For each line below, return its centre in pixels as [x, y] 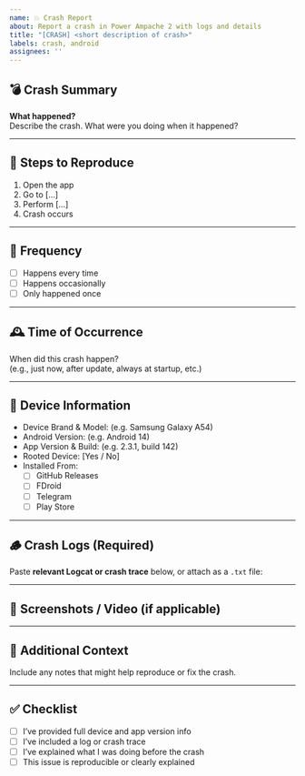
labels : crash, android [54, 43]
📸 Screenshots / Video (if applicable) [115, 609]
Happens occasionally [64, 283]
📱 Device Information [70, 405]
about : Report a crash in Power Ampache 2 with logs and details [135, 26]
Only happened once [62, 293]
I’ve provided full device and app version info [107, 731]
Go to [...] [40, 194]
